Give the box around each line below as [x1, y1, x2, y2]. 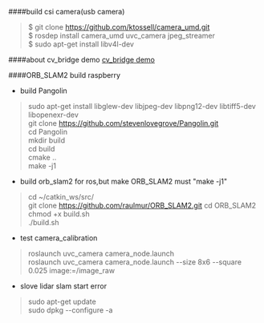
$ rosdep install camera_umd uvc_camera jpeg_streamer [27, 31, 215, 40]
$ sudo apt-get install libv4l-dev [27, 39, 135, 49]
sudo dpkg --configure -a [27, 305, 113, 315]
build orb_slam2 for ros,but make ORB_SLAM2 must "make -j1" [19, 176, 227, 186]
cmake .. [27, 152, 57, 162]
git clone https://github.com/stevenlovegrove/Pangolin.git [27, 119, 219, 127]
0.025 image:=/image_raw [27, 266, 115, 275]
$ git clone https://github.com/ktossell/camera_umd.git [27, 22, 210, 31]
